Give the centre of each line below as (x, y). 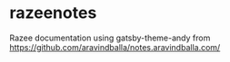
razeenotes (53, 13)
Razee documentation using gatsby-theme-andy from (110, 38)
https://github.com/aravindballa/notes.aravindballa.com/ (115, 47)
